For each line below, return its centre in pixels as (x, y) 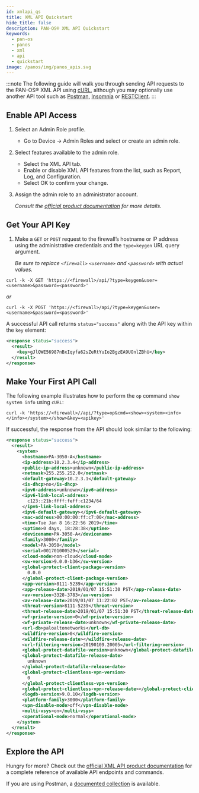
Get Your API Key (38, 224)
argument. (27, 251)
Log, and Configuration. (52, 177)
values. (24, 269)
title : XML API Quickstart (39, 17)
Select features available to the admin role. (67, 153)
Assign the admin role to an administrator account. (76, 194)
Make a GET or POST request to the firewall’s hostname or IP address (97, 239)
